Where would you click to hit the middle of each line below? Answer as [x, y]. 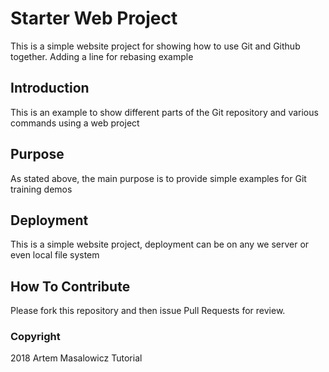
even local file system [55, 255]
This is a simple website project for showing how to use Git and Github [155, 46]
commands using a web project [75, 123]
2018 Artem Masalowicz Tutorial [76, 358]
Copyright [35, 337]
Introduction [50, 88]
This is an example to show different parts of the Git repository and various [164, 112]
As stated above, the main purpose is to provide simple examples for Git [158, 178]
